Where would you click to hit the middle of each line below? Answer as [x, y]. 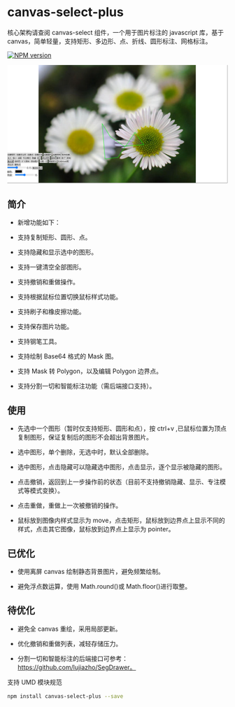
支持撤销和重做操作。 [48, 282]
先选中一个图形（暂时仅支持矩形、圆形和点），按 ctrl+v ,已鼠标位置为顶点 [122, 428]
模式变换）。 [47, 491]
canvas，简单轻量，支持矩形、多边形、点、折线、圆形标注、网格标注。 [109, 41]
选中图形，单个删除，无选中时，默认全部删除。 [85, 452]
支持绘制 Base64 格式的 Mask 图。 [67, 356]
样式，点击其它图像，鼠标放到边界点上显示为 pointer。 [96, 529]
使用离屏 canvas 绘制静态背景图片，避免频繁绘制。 [91, 572]
